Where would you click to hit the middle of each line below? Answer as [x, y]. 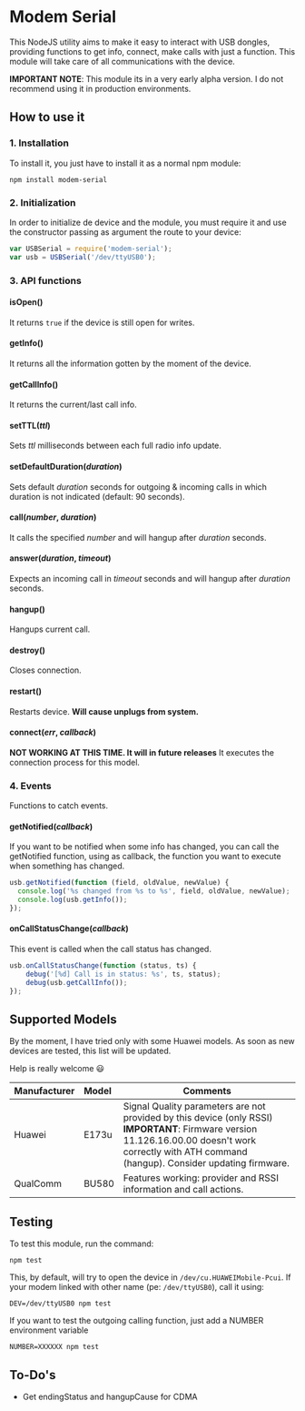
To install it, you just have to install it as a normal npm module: [125, 163]
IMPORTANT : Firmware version [190, 1129]
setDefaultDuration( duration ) [66, 467]
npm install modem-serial [58, 179]
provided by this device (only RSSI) [198, 1118]
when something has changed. [67, 866]
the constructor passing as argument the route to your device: [126, 232]
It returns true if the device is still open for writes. [102, 322]
